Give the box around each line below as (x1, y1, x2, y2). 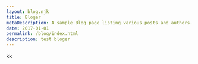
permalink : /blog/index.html (6, 31, 78, 37)
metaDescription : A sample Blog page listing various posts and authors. (6, 20, 193, 25)
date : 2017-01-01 (6, 25, 49, 31)
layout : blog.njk (6, 8, 49, 15)
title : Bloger (6, 14, 42, 20)
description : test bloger (6, 36, 70, 42)
